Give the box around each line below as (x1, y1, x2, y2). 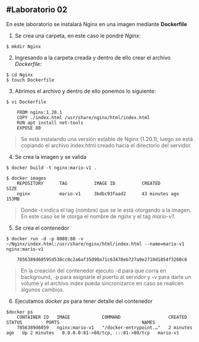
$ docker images (6, 175, 46, 181)
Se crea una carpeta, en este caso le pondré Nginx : (14, 32, 141, 39)
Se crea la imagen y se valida (14, 153, 87, 160)
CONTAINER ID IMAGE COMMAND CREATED (17, 314, 187, 320)
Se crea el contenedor (14, 224, 70, 231)
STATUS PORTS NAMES (6, 319, 156, 325)
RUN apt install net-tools (17, 120, 84, 125)
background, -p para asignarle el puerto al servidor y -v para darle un (20, 273, 191, 280)
